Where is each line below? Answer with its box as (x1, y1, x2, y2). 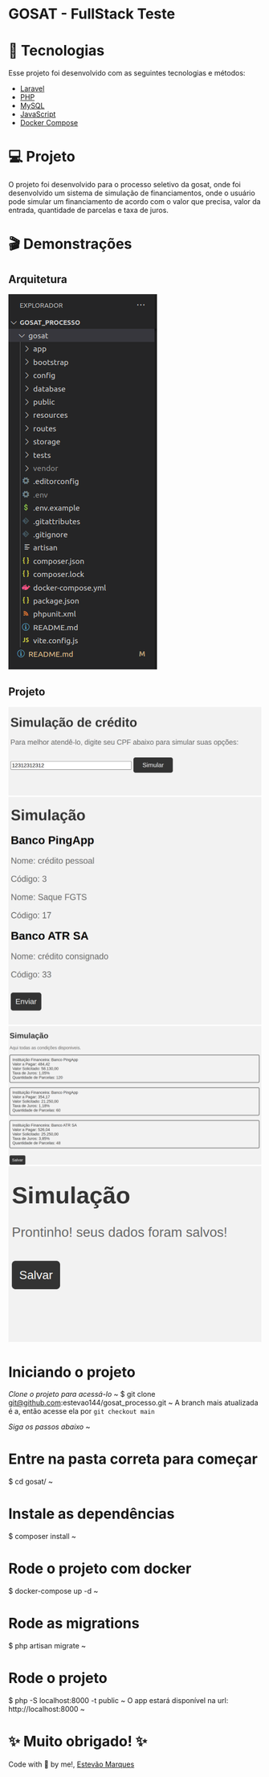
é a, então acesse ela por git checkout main (8, 1406, 155, 1416)
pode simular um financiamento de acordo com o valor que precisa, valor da (8, 197, 261, 207)
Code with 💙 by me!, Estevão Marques (8, 1759, 135, 1769)
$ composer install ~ (8, 1532, 76, 1542)
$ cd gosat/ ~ (8, 1476, 54, 1487)
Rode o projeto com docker (8, 1560, 192, 1578)
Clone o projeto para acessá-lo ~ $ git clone (8, 1390, 156, 1399)
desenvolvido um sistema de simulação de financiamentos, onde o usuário (8, 188, 255, 198)
